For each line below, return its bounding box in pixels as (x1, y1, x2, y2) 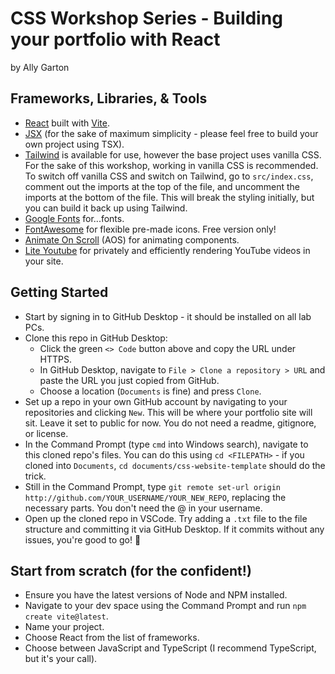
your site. (24, 255, 64, 267)
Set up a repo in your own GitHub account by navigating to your (24, 395, 288, 407)
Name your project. (24, 621, 105, 633)
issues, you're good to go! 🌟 (24, 533, 142, 546)
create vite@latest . (24, 610, 109, 622)
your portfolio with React (10, 28, 221, 51)
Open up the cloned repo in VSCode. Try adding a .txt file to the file (24, 512, 308, 524)
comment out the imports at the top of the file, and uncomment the (24, 180, 301, 192)
